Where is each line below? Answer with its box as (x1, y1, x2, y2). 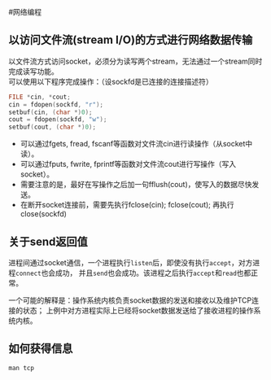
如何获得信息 (8, 342, 73, 356)
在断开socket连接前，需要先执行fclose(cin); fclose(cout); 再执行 (20, 200, 234, 210)
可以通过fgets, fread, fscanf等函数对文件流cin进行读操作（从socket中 (20, 139, 253, 149)
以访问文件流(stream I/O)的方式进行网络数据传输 (8, 33, 253, 47)
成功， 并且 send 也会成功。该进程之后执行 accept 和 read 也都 (55, 268, 251, 277)
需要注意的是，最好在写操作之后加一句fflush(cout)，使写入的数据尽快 (20, 180, 252, 190)
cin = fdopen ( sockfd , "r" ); (8, 100, 104, 108)
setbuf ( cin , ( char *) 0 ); (8, 108, 93, 116)
